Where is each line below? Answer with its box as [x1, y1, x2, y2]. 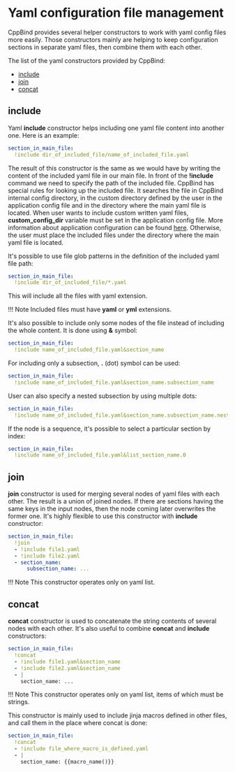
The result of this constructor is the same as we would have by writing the [8, 164, 221, 172]
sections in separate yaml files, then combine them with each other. [8, 43, 202, 51]
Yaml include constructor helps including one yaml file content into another [8, 124, 225, 132]
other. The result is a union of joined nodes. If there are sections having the [8, 497, 224, 506]
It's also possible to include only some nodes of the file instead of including [8, 319, 225, 327]
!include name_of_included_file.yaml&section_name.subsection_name [14, 379, 215, 386]
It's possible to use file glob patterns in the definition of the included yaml [8, 252, 220, 260]
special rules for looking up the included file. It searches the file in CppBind [8, 186, 224, 194]
